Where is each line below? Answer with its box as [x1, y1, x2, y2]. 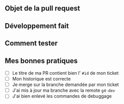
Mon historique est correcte [12, 76, 71, 82]
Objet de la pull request [5, 4, 80, 13]
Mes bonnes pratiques [5, 56, 78, 65]
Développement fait [5, 22, 69, 30]
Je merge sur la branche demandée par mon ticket [12, 81, 119, 88]
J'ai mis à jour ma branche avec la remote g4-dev [12, 87, 115, 94]
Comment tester [5, 39, 58, 48]
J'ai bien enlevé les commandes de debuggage [12, 93, 112, 99]
